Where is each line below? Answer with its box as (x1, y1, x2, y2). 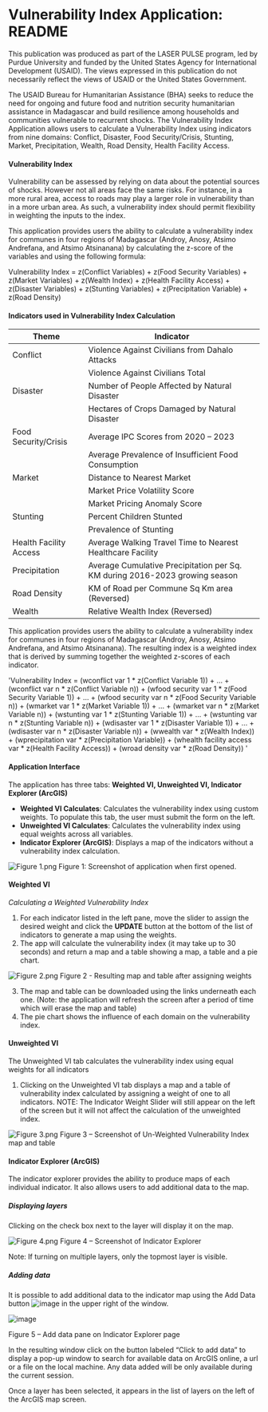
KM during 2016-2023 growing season (88, 570, 238, 581)
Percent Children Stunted (88, 511, 183, 522)
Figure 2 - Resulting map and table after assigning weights (59, 971, 252, 980)
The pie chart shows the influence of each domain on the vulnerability (19, 1011, 250, 1021)
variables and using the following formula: (8, 251, 146, 261)
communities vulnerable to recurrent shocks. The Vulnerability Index (8, 115, 234, 125)
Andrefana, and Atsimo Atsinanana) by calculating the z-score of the (8, 243, 234, 253)
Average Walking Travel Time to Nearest (88, 537, 239, 548)
